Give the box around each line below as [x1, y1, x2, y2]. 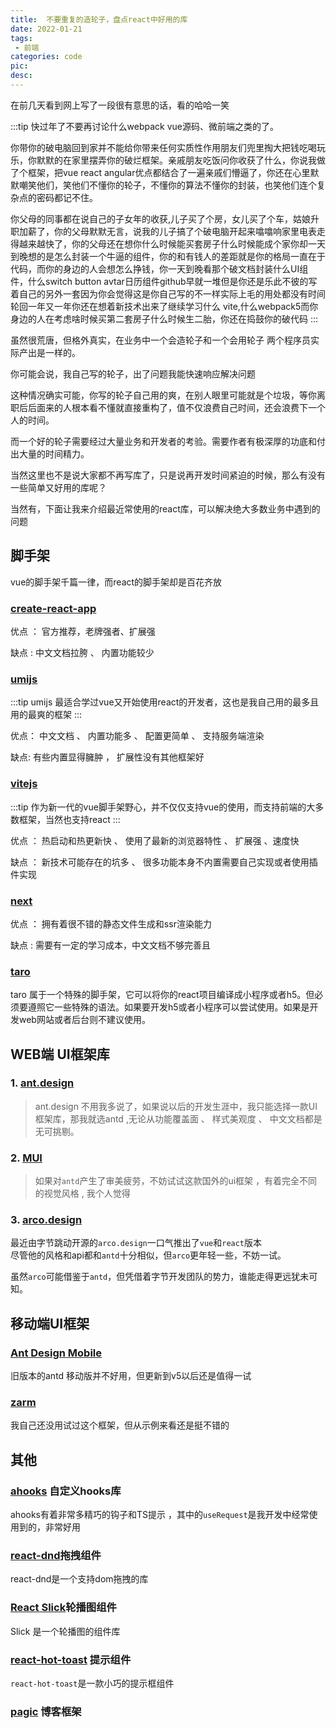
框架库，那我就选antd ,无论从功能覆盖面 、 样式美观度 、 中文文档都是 [34, 1112, 323, 1125]
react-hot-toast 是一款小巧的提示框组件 [10, 1677, 175, 1690]
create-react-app [10, 601, 97, 615]
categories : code [10, 52, 83, 62]
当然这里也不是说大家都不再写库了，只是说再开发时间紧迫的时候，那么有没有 [10, 469, 326, 481]
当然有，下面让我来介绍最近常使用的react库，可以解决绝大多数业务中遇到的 [10, 502, 321, 515]
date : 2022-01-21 [10, 24, 83, 34]
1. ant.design [10, 1076, 75, 1090]
